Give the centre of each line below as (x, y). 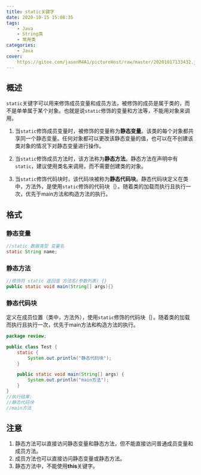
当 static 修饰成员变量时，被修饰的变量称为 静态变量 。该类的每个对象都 (101, 131)
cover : (14, 56)
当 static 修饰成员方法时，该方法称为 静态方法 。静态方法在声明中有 (96, 159)
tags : (13, 23)
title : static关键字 (31, 12)
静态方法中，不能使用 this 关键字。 (57, 466)
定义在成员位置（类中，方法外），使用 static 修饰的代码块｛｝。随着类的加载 (98, 317)
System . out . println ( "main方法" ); (68, 380)
